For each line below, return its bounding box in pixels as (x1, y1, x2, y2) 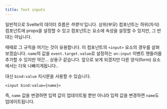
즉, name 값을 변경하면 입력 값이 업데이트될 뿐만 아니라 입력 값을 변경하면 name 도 (5, 92, 159, 98)
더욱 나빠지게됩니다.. (18, 63, 59, 69)
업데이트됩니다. (5, 98, 35, 104)
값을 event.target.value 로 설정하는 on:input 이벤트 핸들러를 (41, 50, 162, 56)
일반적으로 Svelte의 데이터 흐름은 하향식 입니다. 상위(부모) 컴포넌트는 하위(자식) (5, 21, 160, 27)
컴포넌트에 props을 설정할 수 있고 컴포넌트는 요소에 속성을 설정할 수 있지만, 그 (5, 28, 156, 34)
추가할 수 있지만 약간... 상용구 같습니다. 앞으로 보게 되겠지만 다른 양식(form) (5, 56, 152, 62)
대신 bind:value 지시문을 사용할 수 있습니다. (5, 73, 91, 79)
